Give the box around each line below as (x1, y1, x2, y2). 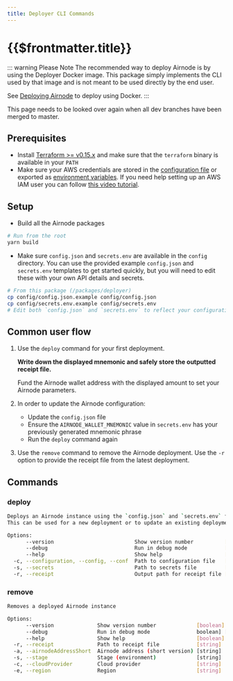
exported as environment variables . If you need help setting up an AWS (17, 173, 221, 182)
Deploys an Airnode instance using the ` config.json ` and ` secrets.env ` (7, 513, 222, 520)
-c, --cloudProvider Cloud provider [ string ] (13, 661, 222, 668)
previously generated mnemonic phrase (27, 428, 142, 436)
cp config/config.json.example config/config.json (7, 294, 157, 301)
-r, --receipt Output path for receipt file (13, 570, 222, 577)
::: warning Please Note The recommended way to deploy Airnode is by (7, 63, 212, 72)
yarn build (7, 239, 39, 246)
